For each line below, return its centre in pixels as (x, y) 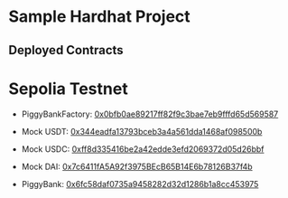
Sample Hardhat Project (99, 17)
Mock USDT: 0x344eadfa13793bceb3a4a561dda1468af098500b (142, 131)
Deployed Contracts (66, 50)
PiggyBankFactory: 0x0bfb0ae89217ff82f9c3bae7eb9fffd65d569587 (150, 114)
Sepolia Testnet (68, 89)
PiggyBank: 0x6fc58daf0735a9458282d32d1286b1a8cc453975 (140, 184)
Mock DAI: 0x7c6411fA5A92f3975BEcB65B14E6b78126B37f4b (137, 166)
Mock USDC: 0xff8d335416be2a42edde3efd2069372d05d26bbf (143, 149)
